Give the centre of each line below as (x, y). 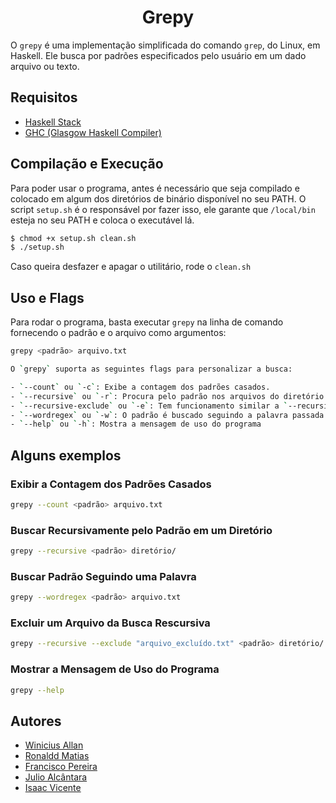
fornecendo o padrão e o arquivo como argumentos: (118, 333)
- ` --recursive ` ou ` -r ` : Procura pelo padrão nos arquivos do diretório (167, 396)
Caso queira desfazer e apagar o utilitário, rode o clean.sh (131, 267)
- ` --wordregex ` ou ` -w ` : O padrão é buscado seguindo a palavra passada (167, 415)
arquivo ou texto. (45, 66)
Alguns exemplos (66, 455)
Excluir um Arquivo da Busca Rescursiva (110, 623)
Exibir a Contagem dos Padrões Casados (111, 484)
